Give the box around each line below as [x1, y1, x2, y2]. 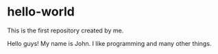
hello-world [7, 4, 75, 20]
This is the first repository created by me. [7, 26, 124, 34]
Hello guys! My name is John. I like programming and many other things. [7, 39, 212, 47]
